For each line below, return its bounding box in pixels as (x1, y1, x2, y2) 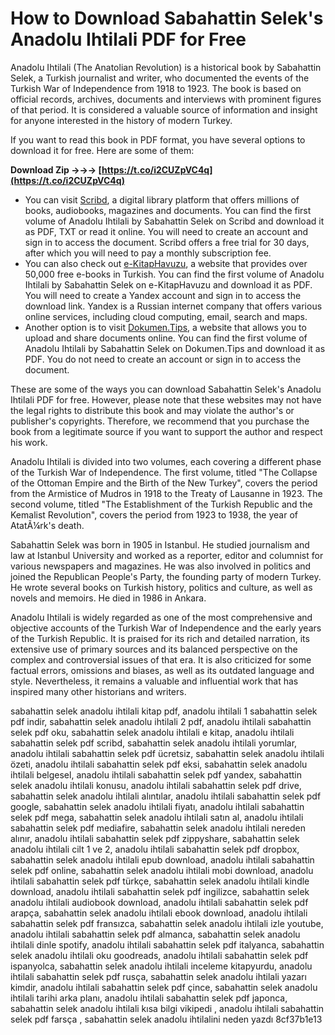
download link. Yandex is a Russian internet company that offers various (24, 300, 323, 312)
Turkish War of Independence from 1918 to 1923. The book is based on (10, 82, 302, 94)
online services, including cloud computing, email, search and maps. (24, 310, 308, 322)
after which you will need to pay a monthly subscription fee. (24, 247, 272, 259)
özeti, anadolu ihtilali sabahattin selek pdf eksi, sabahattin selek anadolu (10, 758, 308, 770)
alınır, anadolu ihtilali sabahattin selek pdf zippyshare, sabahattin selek (10, 832, 300, 844)
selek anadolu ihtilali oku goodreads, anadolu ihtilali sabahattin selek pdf (10, 949, 309, 961)
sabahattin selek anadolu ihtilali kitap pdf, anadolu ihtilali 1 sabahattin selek (10, 705, 318, 717)
